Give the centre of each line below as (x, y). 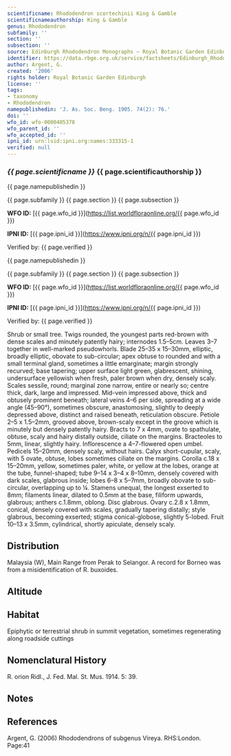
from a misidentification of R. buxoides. (63, 570)
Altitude (25, 591)
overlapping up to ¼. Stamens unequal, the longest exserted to (120, 488)
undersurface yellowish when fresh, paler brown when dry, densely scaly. (112, 378)
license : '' (24, 84)
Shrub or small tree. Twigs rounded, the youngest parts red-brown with (108, 335)
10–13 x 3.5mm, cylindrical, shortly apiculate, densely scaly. (91, 524)
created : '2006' (30, 71)
